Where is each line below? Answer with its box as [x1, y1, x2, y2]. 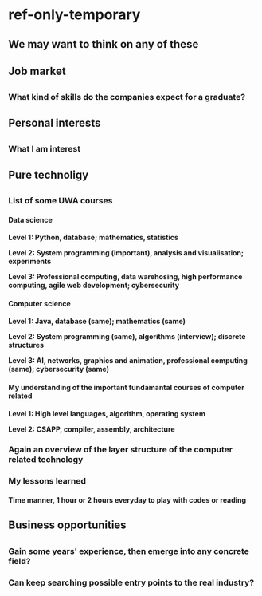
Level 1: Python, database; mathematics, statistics [8, 233, 179, 243]
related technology [8, 454, 84, 465]
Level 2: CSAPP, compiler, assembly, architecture [8, 424, 175, 434]
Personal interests [8, 116, 101, 129]
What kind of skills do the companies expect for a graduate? [8, 92, 245, 103]
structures [8, 341, 45, 350]
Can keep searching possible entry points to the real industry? [8, 577, 255, 588]
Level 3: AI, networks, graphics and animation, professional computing [8, 356, 248, 365]
